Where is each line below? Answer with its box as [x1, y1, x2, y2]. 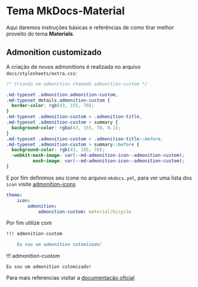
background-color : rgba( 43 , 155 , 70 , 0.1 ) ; [11, 125, 121, 131]
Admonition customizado [6, 48, 102, 58]
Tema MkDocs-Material [6, 4, 125, 18]
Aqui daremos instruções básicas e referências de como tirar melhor [6, 24, 174, 31]
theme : [6, 192, 23, 198]
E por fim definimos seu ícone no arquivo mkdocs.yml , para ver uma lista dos [6, 174, 192, 181]
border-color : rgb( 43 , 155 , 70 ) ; [11, 103, 95, 109]
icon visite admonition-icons [6, 180, 76, 188]
